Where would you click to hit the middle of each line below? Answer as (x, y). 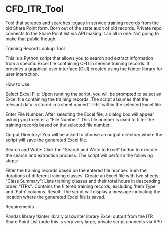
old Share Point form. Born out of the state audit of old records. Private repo (83, 28)
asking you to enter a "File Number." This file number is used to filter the (80, 119)
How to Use (17, 84)
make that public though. (31, 39)
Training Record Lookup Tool (35, 48)
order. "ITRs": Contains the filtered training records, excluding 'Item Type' (81, 186)
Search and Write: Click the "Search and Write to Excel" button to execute (81, 149)
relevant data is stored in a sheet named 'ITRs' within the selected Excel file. (84, 104)
